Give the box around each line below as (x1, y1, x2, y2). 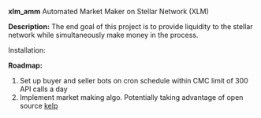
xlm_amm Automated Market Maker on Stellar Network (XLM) (8, 7, 209, 16)
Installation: (8, 46, 46, 54)
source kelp (19, 101, 58, 110)
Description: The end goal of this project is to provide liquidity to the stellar (8, 22, 254, 31)
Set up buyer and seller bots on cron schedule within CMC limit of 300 (19, 76, 248, 85)
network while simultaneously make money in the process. (8, 31, 199, 39)
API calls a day (19, 84, 69, 94)
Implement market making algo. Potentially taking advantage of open (19, 93, 244, 101)
